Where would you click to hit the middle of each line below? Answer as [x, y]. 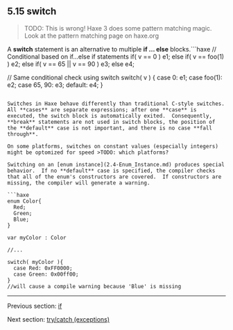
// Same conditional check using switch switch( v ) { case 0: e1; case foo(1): [115, 77]
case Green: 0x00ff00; [46, 274]
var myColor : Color [37, 237]
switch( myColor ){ [35, 262]
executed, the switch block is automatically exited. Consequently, [110, 116]
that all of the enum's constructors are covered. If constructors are [114, 177]
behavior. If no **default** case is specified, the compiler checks [111, 171]
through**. [23, 134]
